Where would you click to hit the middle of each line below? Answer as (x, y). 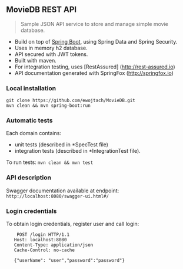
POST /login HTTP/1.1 (43, 235)
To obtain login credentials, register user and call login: (73, 224)
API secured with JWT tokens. (51, 54)
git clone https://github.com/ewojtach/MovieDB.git (71, 101)
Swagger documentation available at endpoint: (63, 191)
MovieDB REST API (41, 10)
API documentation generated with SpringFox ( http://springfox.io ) (94, 73)
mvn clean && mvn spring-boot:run (49, 106)
